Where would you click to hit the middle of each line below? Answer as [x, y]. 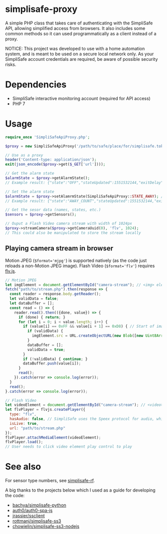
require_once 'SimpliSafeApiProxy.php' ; [48, 137]
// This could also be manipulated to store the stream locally [73, 233]
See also [23, 467]
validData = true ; [46, 350]
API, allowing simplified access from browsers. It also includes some [75, 28]
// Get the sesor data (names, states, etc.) [53, 210]
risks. [11, 64]
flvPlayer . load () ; [24, 442]
